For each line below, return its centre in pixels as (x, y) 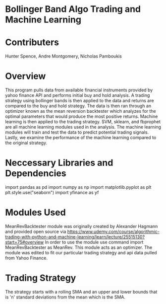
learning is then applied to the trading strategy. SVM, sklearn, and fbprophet (83, 122)
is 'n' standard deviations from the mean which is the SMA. (65, 297)
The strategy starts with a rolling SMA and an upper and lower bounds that (81, 292)
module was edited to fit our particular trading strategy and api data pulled (81, 252)
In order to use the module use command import (94, 242)
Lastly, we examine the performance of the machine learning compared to (81, 138)
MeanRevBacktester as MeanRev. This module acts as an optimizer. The (79, 247)
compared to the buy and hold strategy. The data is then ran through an (78, 106)
